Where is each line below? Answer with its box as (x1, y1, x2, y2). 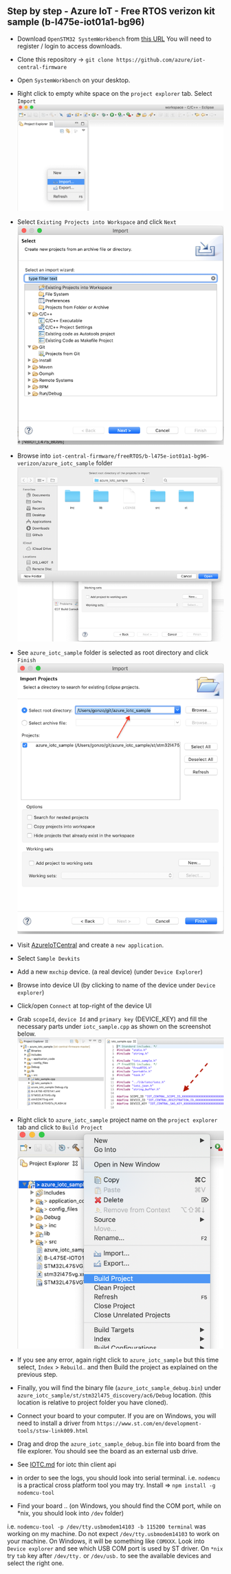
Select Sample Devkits (16, 954, 80, 962)
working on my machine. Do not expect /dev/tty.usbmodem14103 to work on (7, 1530, 220, 1538)
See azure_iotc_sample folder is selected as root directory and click (16, 648, 209, 657)
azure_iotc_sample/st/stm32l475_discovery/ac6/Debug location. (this (16, 1391, 212, 1400)
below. (16, 1030, 36, 1038)
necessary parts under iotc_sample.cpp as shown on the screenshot (16, 1022, 211, 1030)
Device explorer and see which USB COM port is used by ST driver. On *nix (7, 1544, 223, 1553)
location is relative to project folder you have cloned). (16, 1398, 168, 1407)
